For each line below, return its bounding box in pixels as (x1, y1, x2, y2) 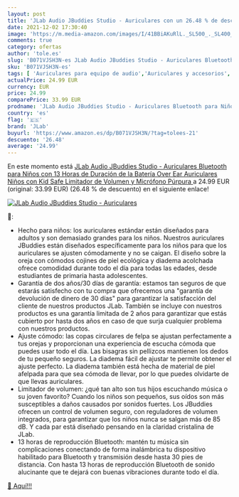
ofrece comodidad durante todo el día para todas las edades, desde (17, 264, 217, 272)
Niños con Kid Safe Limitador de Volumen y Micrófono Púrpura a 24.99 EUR (7, 177, 230, 186)
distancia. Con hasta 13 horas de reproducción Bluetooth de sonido (17, 460, 216, 469)
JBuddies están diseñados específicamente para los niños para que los (17, 241, 228, 250)
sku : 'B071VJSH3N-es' (7, 63, 72, 70)
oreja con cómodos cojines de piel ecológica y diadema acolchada (17, 257, 213, 265)
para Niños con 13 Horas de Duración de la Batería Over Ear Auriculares (7, 170, 218, 178)
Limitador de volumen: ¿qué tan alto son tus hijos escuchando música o (17, 385, 228, 393)
